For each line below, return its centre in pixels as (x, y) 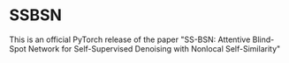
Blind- (263, 39)
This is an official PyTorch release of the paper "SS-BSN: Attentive (130, 39)
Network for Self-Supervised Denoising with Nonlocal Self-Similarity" (154, 48)
